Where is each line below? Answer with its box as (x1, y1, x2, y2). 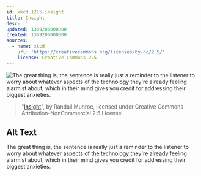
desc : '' (6, 20, 29, 26)
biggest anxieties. (6, 163, 51, 170)
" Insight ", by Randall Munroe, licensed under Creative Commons (21, 102, 184, 110)
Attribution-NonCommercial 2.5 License (21, 109, 122, 117)
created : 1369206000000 (6, 32, 67, 38)
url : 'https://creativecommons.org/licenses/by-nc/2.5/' (17, 49, 166, 55)
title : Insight (6, 15, 45, 21)
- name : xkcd (12, 44, 45, 50)
